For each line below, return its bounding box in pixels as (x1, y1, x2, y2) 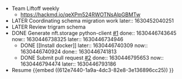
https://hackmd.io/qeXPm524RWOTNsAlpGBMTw (20, 11, 140, 18)
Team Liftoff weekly (11, 5, 60, 12)
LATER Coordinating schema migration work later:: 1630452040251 (11, 17, 174, 24)
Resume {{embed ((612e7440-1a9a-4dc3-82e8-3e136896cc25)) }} (11, 67, 174, 73)
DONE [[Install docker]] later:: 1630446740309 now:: (20, 42, 148, 49)
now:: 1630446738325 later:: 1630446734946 (11, 36, 124, 42)
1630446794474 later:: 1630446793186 (20, 60, 116, 67)
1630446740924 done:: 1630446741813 (20, 48, 117, 55)
